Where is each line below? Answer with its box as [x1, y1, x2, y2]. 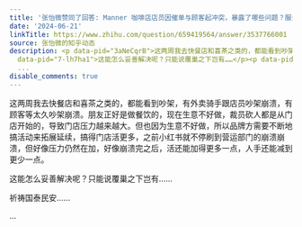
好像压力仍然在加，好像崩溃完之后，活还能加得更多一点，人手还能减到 [32, 142, 293, 153]
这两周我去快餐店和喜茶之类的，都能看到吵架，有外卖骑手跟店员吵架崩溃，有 [9, 97, 293, 108]
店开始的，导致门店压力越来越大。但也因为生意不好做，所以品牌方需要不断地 [9, 120, 293, 131]
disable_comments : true [9, 72, 99, 81]
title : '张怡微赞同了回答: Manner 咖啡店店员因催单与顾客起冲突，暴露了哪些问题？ [9, 13, 286, 23]
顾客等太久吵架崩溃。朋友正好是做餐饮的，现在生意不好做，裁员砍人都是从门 [9, 109, 293, 120]
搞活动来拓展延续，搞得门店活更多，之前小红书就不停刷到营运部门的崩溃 [9, 132, 277, 142]
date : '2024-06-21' [9, 22, 83, 31]
